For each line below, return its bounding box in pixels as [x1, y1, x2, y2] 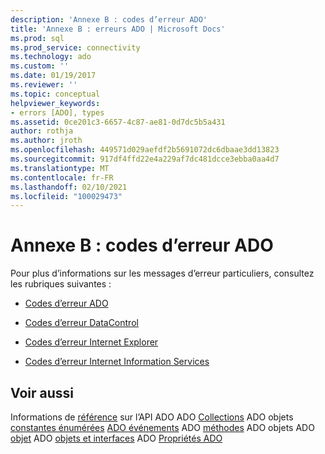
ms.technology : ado [10, 52, 92, 62]
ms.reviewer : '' [10, 80, 78, 90]
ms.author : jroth [10, 136, 83, 146]
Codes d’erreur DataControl [24, 317, 139, 329]
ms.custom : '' [10, 61, 70, 71]
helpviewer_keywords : [10, 98, 101, 108]
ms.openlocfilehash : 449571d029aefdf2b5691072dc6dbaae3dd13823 [10, 145, 280, 155]
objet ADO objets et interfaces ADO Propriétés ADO [10, 432, 223, 444]
